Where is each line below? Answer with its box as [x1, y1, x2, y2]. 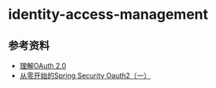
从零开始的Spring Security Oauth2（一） [19, 71, 152, 80]
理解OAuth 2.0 [19, 61, 67, 70]
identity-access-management [8, 5, 209, 24]
